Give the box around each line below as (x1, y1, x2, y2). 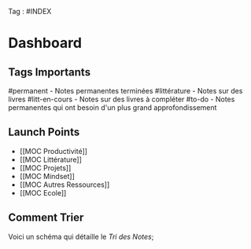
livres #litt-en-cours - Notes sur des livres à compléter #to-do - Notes (8, 94, 235, 104)
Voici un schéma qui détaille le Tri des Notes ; (8, 232, 154, 241)
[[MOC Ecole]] (19, 188, 67, 197)
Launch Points (8, 126, 80, 139)
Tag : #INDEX (8, 7, 52, 16)
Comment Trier (8, 211, 84, 225)
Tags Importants (8, 65, 91, 79)
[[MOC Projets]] (19, 163, 72, 172)
